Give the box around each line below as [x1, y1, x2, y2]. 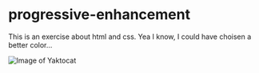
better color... [8, 40, 53, 49]
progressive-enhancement [8, 6, 190, 24]
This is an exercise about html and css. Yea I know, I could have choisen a [8, 32, 252, 41]
